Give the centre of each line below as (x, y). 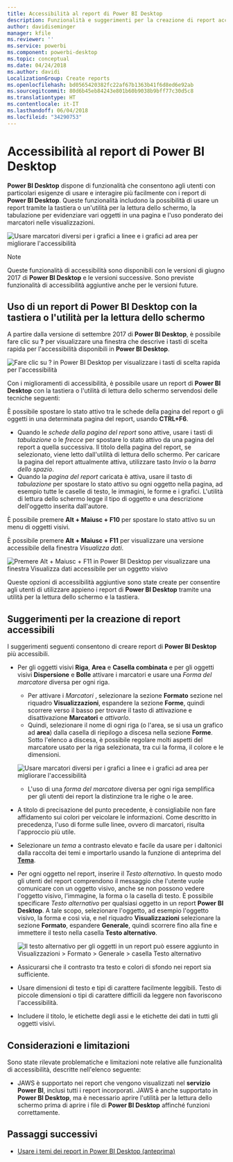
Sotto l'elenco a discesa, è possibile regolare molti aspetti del (115, 740)
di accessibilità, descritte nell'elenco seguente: (74, 1070)
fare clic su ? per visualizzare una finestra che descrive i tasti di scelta (107, 342)
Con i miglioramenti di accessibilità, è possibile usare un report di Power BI (114, 384)
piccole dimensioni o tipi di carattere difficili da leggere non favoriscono (120, 995)
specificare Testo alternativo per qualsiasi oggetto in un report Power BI (120, 903)
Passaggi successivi (53, 1135)
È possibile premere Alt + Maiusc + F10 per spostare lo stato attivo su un (111, 520)
